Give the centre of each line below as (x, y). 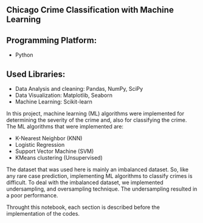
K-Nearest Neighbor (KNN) (49, 138)
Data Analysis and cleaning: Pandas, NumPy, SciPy (79, 89)
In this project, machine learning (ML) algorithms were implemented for (95, 114)
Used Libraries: (36, 74)
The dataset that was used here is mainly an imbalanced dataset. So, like (98, 169)
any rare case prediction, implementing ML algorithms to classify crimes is (99, 176)
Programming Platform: (52, 40)
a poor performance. (32, 196)
